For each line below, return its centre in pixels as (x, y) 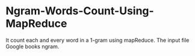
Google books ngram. (32, 46)
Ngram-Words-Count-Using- (80, 11)
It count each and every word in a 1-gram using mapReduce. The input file (97, 40)
